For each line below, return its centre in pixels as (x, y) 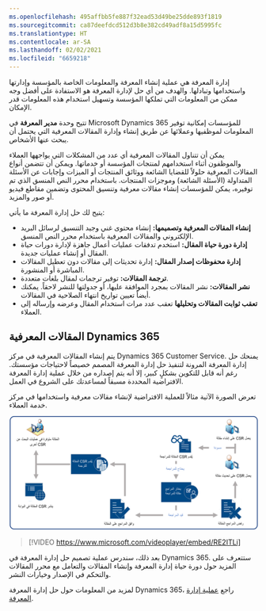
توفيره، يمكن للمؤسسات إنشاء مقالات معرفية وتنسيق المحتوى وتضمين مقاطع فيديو (131, 189)
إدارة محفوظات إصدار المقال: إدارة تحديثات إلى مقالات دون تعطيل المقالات (130, 261)
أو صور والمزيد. (32, 197)
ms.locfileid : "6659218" (50, 59)
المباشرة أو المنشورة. (53, 270)
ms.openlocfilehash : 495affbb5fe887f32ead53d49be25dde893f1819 (116, 17)
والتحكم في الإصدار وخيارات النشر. (60, 575)
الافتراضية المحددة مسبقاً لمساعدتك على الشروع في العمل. (97, 381)
